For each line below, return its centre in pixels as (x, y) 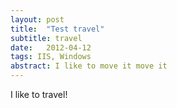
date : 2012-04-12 (51, 47)
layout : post (37, 19)
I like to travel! (39, 94)
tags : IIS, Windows (51, 57)
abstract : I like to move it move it (89, 66)
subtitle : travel (46, 38)
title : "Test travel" (57, 29)
